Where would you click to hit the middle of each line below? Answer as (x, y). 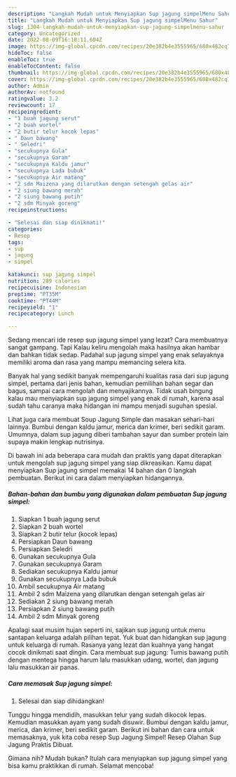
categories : (25, 229)
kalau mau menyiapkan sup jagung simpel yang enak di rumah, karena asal (116, 399)
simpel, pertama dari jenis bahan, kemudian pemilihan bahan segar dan (111, 383)
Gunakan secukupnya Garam (60, 564)
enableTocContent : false (44, 66)
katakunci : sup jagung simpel (52, 275)
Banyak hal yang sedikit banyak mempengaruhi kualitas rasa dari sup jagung (118, 376)
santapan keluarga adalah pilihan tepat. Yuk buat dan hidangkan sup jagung (117, 638)
